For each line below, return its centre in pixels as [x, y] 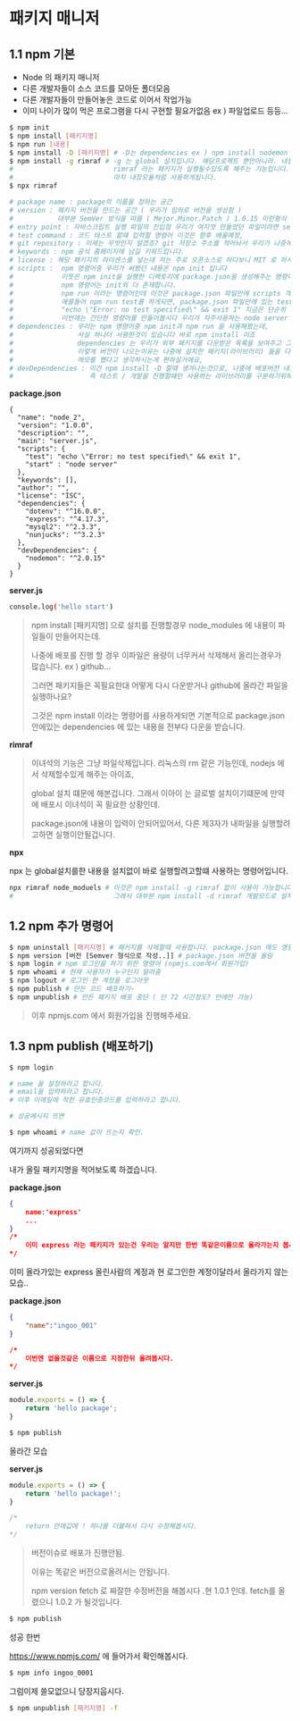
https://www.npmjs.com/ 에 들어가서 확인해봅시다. [99, 1656]
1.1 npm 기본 [42, 54]
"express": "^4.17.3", [67, 519]
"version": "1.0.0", [55, 425]
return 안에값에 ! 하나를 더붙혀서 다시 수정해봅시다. [112, 1526]
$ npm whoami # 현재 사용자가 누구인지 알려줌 [85, 972]
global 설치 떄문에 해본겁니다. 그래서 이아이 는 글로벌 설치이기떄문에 [150, 793]
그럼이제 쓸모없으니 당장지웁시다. [67, 1691]
